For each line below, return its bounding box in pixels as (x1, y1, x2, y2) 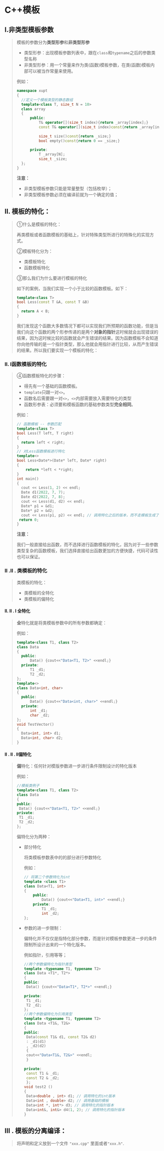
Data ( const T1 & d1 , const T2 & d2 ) (26, 1035, 96, 1039)
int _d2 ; (41, 911, 60, 916)
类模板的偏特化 (23, 596, 54, 602)
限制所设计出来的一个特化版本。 (23, 942, 89, 947)
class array (21, 106, 46, 112)
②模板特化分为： (16, 248, 53, 254)
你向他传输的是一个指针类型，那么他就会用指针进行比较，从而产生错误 (16, 341, 159, 347)
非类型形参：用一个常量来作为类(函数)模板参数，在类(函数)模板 (23, 62, 151, 68)
